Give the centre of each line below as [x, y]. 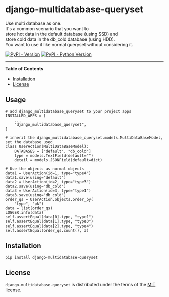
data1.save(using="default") [36, 177]
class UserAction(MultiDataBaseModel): [47, 146]
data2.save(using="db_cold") [36, 186]
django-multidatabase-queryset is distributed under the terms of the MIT [80, 285]
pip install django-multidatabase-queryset [52, 257]
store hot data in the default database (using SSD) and [62, 34]
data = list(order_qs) [29, 208]
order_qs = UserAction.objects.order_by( [49, 199]
